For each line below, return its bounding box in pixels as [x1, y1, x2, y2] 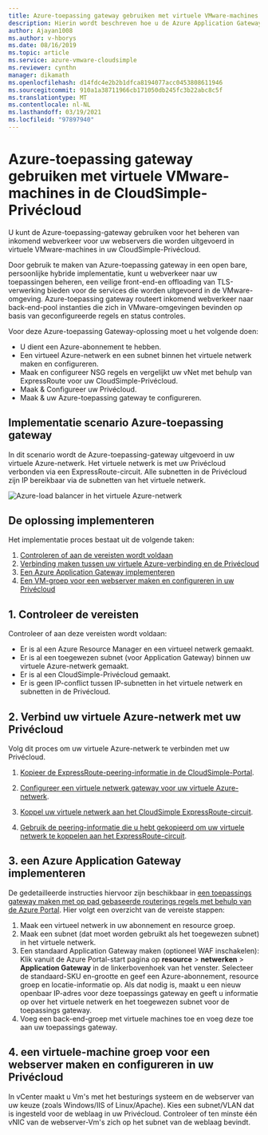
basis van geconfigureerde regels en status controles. [8, 311, 186, 321]
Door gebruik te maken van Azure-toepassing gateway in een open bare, [8, 260, 248, 269]
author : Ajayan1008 [8, 26, 73, 34]
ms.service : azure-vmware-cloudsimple [8, 57, 137, 65]
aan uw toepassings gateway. [19, 1022, 118, 1032]
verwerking [8, 285, 45, 295]
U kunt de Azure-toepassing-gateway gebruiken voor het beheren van [8, 227, 239, 237]
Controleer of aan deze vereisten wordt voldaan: [8, 629, 167, 639]
